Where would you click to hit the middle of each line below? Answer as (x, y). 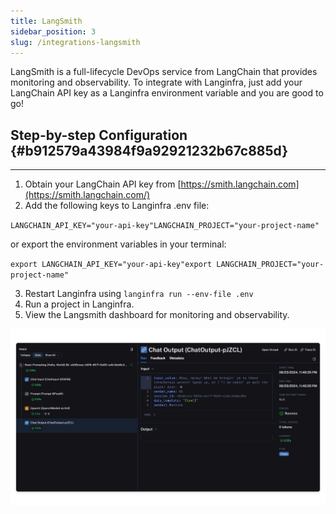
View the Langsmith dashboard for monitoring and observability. (157, 315)
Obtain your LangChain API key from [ (103, 184)
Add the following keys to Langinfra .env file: (117, 206)
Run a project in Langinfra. (79, 304)
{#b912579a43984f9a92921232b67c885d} (149, 150)
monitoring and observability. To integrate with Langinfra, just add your (156, 82)
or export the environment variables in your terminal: (118, 244)
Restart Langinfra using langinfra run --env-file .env (139, 294)
